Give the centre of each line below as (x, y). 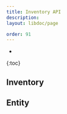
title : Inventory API (34, 12)
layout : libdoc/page (33, 23)
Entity (18, 103)
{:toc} (13, 63)
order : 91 (19, 34)
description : (23, 18)
